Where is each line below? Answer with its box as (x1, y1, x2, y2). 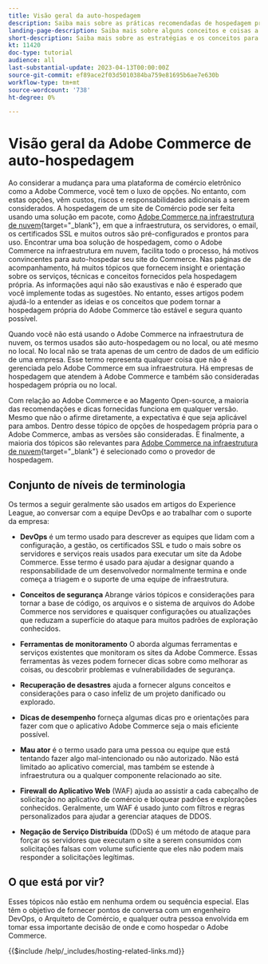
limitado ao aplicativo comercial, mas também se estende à (19, 762, 215, 772)
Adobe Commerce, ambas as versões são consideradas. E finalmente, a (8, 430, 245, 439)
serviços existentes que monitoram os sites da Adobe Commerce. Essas (19, 648, 258, 657)
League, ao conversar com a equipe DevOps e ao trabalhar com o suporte (8, 508, 253, 518)
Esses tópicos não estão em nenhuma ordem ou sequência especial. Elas (8, 896, 250, 906)
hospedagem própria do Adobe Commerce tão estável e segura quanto (8, 305, 243, 315)
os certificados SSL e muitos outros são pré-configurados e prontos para (8, 229, 249, 239)
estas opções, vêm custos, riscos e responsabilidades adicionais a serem (8, 195, 250, 204)
